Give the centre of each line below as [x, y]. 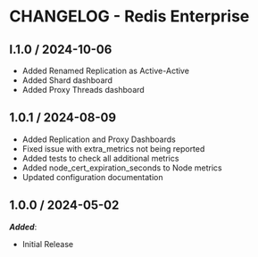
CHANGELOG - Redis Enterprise [129, 17]
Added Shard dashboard [67, 80]
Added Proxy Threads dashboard [83, 90]
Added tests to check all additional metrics [100, 158]
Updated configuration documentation [92, 177]
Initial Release [48, 244]
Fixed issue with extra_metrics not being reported [113, 148]
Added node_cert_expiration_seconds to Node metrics [122, 168]
